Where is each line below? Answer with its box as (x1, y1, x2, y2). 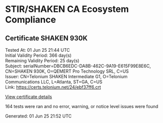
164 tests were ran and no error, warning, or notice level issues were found (5, 104, 159, 109)
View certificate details (5, 94, 52, 100)
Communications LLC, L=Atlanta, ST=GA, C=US (5, 79, 103, 85)
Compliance (5, 14, 56, 25)
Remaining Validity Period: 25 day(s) (5, 58, 80, 63)
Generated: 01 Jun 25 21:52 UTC (5, 113, 72, 119)
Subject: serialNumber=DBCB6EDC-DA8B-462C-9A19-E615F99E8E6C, (5, 63, 151, 69)
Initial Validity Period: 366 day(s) (5, 52, 72, 58)
